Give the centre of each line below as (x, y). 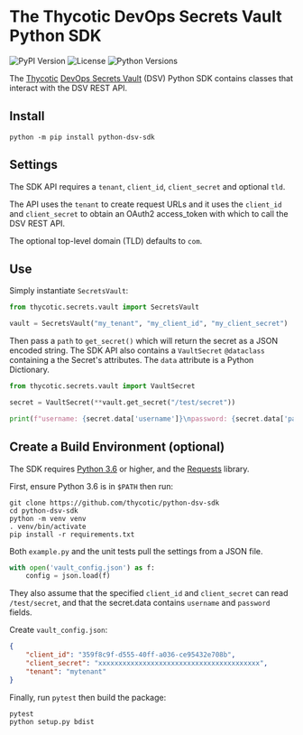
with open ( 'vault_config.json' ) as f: (82, 568)
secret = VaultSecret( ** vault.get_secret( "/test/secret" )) (123, 403)
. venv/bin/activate (48, 526)
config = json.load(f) (68, 576)
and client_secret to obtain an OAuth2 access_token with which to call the (149, 213)
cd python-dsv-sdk (44, 511)
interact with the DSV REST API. (69, 88)
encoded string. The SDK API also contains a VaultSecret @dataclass (138, 350)
